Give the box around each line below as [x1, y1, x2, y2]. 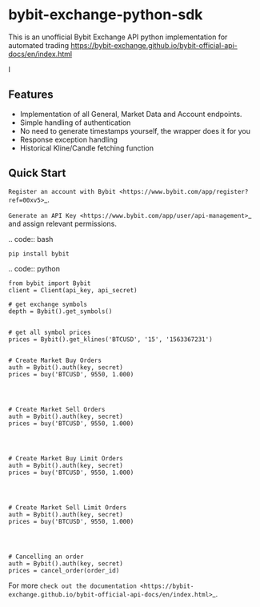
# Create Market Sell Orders [8, 405, 106, 413]
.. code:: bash [8, 234, 54, 243]
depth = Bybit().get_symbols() [8, 307, 113, 316]
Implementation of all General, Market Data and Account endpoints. [19, 109, 242, 119]
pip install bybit [8, 250, 70, 258]
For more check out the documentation [8, 581, 138, 590]
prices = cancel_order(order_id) [8, 566, 120, 574]
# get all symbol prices [8, 328, 91, 336]
